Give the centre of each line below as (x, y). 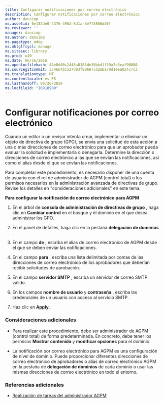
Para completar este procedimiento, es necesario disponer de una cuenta (80, 173)
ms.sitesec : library (26, 51)
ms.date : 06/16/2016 (26, 60)
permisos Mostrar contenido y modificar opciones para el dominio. (82, 341)
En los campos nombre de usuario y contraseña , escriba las (75, 292)
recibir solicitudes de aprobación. (46, 268)
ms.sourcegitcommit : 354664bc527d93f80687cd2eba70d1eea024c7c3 (71, 70)
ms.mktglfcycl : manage (28, 47)
